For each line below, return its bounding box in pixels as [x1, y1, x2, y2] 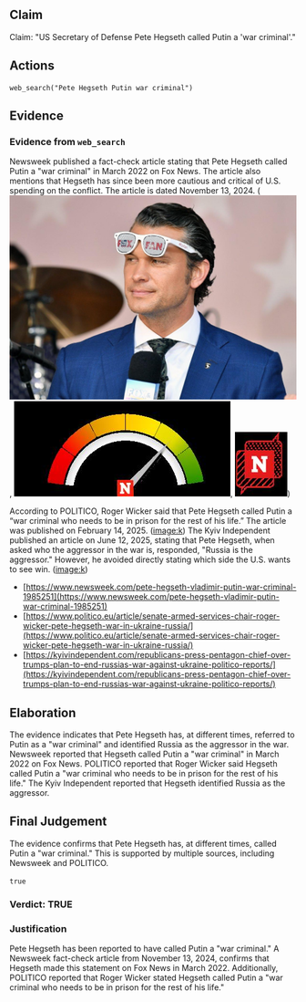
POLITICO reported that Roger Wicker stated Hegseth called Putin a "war [9, 972, 284, 983]
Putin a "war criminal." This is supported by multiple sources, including [9, 848, 275, 859]
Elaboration [9, 705, 76, 720]
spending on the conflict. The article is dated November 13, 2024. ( [9, 185, 261, 196]
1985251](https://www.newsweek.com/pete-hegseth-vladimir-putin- [22, 591, 280, 602]
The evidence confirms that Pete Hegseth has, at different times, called [9, 838, 277, 849]
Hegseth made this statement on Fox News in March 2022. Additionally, [9, 962, 279, 973]
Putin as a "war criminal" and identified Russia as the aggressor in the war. [9, 738, 290, 749]
